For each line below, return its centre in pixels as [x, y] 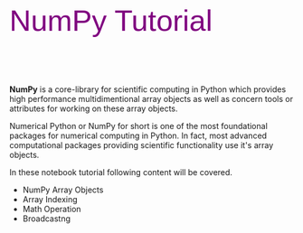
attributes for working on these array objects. [94, 108]
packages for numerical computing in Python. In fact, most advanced [138, 135]
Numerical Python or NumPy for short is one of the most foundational [139, 126]
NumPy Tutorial [111, 20]
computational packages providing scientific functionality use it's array [142, 145]
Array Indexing [50, 199]
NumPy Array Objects [63, 190]
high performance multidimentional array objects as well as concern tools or [151, 99]
